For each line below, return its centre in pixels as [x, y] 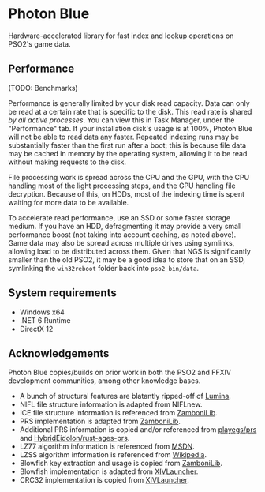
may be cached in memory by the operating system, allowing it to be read [128, 153]
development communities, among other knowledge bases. [105, 381]
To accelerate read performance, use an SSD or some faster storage [119, 217]
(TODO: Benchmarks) [43, 88]
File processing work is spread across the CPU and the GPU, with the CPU [129, 177]
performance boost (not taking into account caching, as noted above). [122, 235]
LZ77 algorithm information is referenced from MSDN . [107, 446]
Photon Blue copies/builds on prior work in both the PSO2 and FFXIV [119, 373]
